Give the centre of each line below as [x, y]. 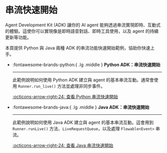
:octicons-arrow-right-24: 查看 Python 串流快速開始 [65, 96]
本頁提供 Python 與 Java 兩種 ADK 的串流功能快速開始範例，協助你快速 [78, 48]
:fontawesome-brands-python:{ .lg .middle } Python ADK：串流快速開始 [86, 65]
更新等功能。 [18, 37]
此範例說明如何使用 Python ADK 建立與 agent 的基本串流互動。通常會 [83, 79]
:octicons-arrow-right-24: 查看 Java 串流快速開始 [63, 145]
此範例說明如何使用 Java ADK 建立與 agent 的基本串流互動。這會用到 [83, 122]
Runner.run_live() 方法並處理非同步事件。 [62, 86]
